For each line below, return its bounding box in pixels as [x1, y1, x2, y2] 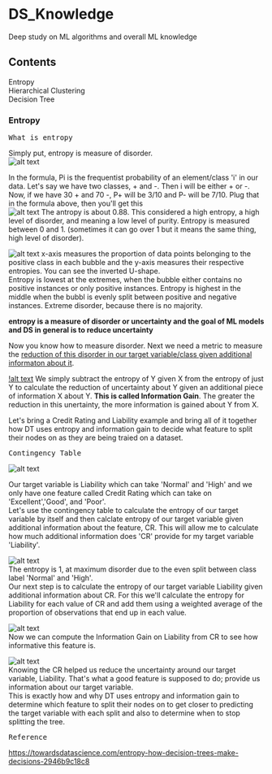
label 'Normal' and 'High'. [8, 573, 93, 583]
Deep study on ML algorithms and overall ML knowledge [8, 32, 197, 41]
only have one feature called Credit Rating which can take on [8, 489, 213, 498]
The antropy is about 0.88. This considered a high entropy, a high [41, 207, 260, 217]
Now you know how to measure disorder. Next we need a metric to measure [8, 341, 263, 350]
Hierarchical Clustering [8, 85, 85, 95]
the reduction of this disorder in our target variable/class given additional [8, 350, 253, 359]
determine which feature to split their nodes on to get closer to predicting [8, 700, 254, 710]
